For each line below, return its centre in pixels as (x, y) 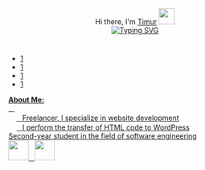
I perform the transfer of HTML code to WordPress (106, 127)
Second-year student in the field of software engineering (102, 136)
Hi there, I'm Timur (126, 22)
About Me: (27, 100)
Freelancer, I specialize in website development (100, 118)
